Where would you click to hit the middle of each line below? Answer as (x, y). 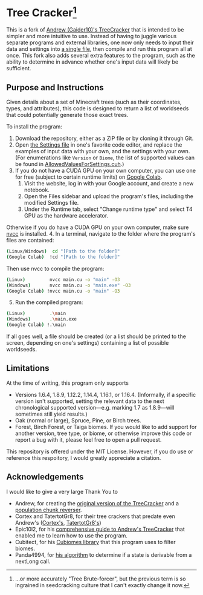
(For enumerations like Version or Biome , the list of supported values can (105, 158)
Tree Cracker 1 (42, 12)
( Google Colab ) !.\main (36, 325)
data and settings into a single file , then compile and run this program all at (99, 49)
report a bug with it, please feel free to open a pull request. (88, 439)
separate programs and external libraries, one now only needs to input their (100, 42)
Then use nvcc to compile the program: (55, 268)
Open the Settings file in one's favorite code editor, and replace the (98, 145)
